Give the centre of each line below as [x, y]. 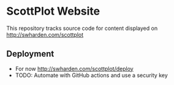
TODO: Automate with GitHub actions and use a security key [92, 75]
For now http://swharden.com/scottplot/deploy [74, 68]
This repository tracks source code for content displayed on [82, 28]
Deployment [30, 54]
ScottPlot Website [53, 11]
